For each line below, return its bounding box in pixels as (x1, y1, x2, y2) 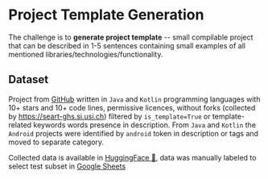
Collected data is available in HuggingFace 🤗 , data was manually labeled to (8, 152, 257, 162)
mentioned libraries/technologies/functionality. (8, 49, 163, 59)
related (8, 119, 32, 130)
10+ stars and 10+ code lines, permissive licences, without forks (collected (8, 102, 256, 112)
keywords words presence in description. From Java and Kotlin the (33, 119, 256, 130)
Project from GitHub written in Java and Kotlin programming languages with (8, 94, 261, 104)
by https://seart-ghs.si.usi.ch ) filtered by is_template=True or (8, 111, 211, 121)
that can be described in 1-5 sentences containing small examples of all (8, 40, 245, 50)
